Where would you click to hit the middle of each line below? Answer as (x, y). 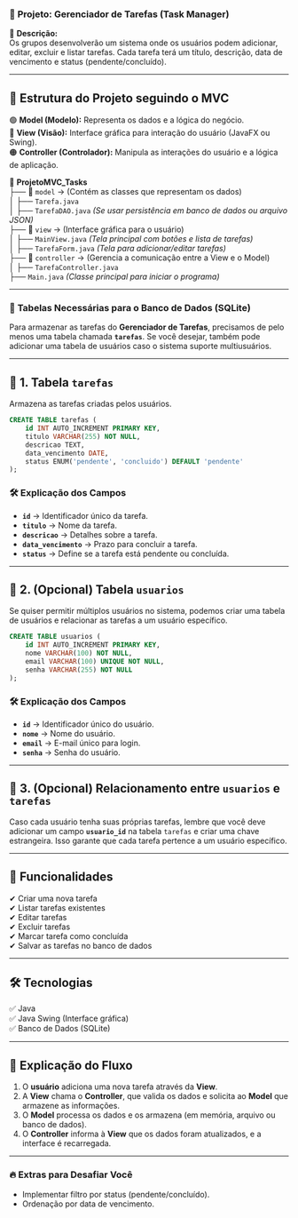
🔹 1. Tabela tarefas (61, 382)
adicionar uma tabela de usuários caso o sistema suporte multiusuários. (141, 346)
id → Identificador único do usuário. (88, 724)
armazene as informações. (71, 1106)
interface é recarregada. (67, 1143)
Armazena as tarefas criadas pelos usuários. (90, 404)
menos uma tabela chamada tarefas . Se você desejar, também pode (135, 337)
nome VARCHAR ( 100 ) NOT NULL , (79, 653)
